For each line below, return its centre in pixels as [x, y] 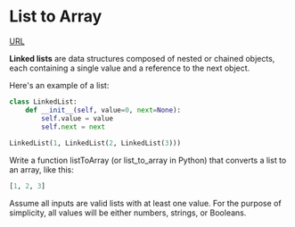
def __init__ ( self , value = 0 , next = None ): [103, 110]
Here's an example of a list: [59, 85]
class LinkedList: [43, 101]
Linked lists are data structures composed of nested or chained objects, [142, 58]
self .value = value [78, 118]
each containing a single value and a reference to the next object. [130, 68]
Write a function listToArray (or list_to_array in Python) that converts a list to [148, 160]
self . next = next [73, 127]
